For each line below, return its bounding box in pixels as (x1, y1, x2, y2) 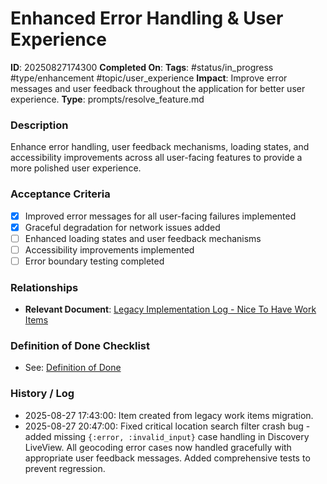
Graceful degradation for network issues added (24, 221, 221, 233)
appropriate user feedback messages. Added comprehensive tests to (24, 452, 311, 464)
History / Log (10, 387, 75, 401)
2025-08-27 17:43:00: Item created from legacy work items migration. (24, 409, 314, 421)
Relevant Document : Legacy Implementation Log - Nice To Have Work (24, 303, 317, 316)
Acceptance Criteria (10, 187, 111, 201)
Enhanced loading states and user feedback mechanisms (24, 232, 262, 244)
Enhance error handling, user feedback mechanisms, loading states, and (10, 141, 310, 153)
